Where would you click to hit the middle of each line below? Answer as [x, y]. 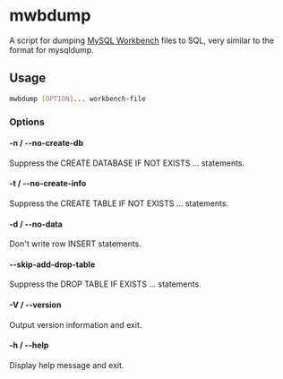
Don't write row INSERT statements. [75, 244]
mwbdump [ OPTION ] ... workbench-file [77, 99]
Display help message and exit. [67, 365]
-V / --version [35, 305]
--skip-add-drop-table [52, 264]
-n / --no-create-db [47, 143]
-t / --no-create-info [48, 184]
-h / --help [29, 345]
